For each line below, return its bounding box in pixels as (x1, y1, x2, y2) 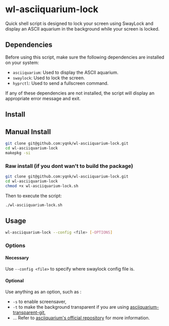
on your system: (5, 60, 39, 66)
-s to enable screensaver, (12, 299, 67, 305)
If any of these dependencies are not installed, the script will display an (5, 90, 155, 96)
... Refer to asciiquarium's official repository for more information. (12, 315, 150, 321)
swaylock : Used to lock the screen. (12, 75, 85, 81)
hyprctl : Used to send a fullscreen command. (12, 80, 109, 86)
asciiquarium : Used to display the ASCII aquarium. (12, 69, 119, 75)
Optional (5, 277, 24, 283)
